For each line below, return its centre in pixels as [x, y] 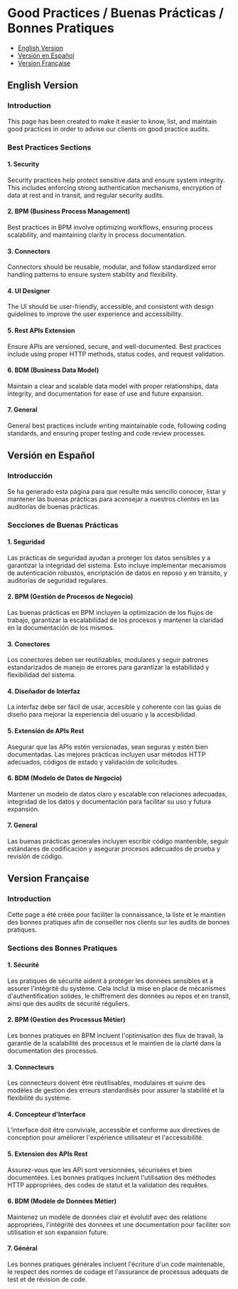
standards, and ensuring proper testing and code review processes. [107, 433]
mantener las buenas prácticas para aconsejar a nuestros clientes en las [113, 499]
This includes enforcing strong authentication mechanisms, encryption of [115, 187]
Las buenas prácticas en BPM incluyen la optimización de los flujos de [110, 612]
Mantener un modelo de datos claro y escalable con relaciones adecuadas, [117, 794]
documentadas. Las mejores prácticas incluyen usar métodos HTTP [107, 754]
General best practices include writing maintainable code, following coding [117, 426]
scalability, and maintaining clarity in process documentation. [97, 235]
